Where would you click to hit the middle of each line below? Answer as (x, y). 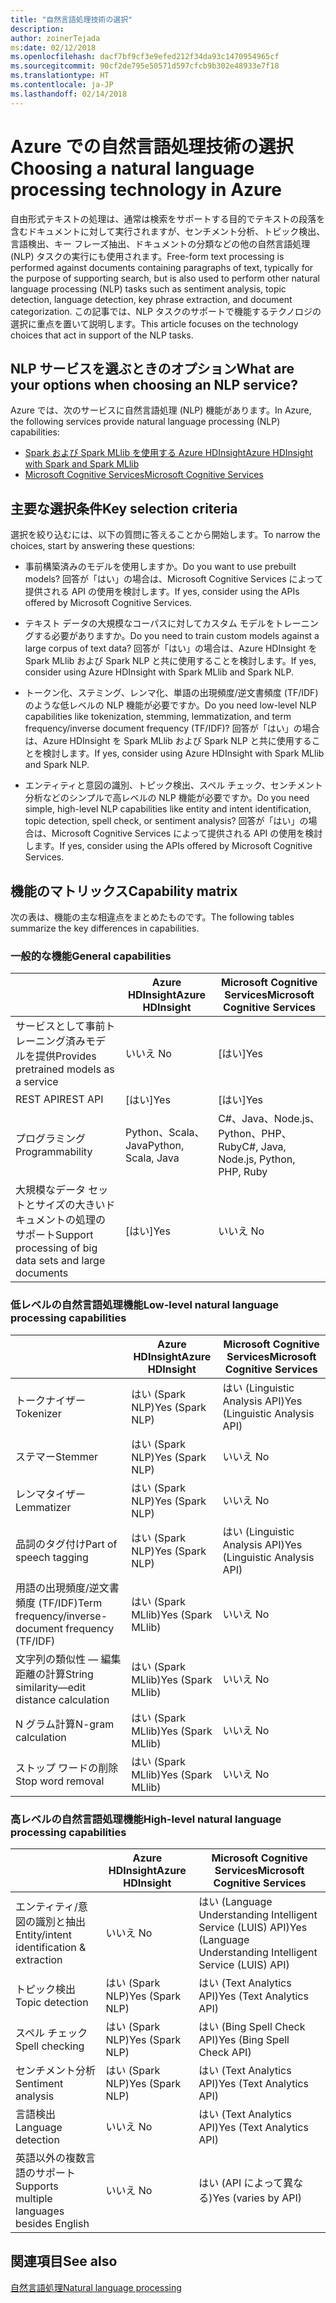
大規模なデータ (51, 1190)
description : (37, 29)
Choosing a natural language (132, 168)
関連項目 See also (64, 2261)
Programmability (54, 1152)
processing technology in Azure (146, 189)
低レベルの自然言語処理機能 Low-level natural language (145, 1305)
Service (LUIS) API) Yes (253, 1927)
